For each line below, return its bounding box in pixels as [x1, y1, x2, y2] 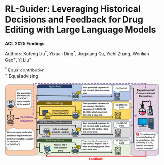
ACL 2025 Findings [5, 40, 45, 46]
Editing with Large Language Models [5, 24, 156, 35]
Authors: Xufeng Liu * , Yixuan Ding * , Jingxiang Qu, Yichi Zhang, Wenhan [5, 50, 150, 57]
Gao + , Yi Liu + [5, 56, 32, 63]
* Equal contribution [5, 66, 45, 73]
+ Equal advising [5, 72, 38, 79]
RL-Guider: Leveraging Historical [5, 3, 141, 15]
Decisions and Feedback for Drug [5, 14, 143, 25]
